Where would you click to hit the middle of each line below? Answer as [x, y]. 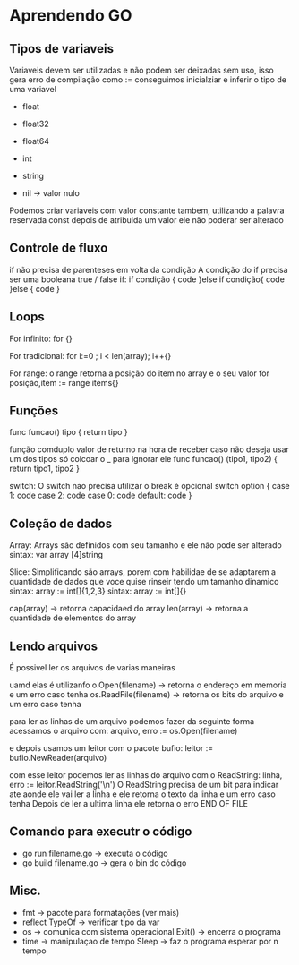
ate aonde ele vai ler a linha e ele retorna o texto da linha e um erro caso [142, 794]
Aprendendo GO [71, 16]
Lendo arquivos [54, 646]
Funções [34, 411]
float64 [36, 141]
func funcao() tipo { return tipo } [68, 432]
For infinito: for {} [41, 338]
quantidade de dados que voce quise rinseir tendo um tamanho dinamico [144, 582]
